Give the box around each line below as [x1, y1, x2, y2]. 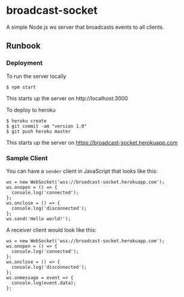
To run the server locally [6, 73, 67, 80]
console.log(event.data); [11, 280, 77, 286]
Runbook [6, 41, 41, 51]
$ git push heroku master [6, 128, 71, 134]
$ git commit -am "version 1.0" [6, 123, 87, 129]
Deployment [6, 59, 43, 67]
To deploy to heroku [6, 106, 56, 113]
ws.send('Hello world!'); [6, 215, 71, 222]
